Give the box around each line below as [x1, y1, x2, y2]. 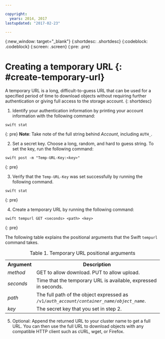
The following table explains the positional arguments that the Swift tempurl [5, 235, 158, 240]
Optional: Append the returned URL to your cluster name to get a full [12, 318, 151, 324]
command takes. [5, 239, 39, 245]
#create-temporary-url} [5, 71, 105, 83]
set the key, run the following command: [12, 146, 94, 152]
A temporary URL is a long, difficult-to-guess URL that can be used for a [5, 88, 151, 94]
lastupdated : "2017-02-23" [5, 21, 60, 26]
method [7, 269, 26, 276]
